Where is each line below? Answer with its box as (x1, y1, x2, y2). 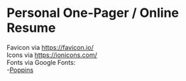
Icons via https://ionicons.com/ (6, 51, 97, 59)
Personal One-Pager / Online (6, 5, 179, 21)
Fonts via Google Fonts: (6, 58, 76, 66)
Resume (6, 20, 56, 36)
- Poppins (6, 66, 33, 74)
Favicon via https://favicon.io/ (6, 43, 94, 51)
